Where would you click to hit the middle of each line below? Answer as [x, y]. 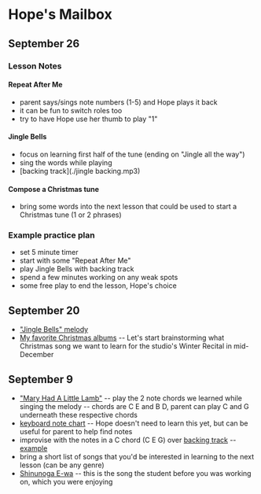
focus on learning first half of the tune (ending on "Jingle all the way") [132, 154]
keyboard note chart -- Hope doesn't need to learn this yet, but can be [134, 423]
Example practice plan [52, 235]
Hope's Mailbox [60, 15]
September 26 [44, 44]
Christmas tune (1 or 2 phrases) [70, 215]
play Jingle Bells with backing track [77, 269]
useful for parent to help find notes [76, 432]
